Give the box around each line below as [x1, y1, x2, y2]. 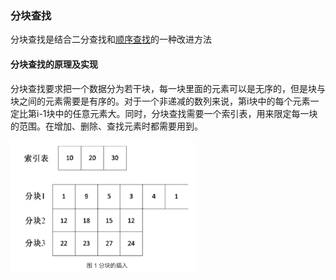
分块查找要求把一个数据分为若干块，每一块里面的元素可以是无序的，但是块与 [10, 82, 326, 94]
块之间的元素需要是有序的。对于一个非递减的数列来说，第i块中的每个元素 [10, 95, 311, 107]
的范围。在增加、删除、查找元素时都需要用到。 [10, 120, 203, 132]
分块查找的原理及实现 [10, 58, 98, 70]
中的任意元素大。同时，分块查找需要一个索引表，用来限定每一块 [54, 107, 318, 119]
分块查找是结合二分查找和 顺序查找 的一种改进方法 [10, 33, 212, 46]
